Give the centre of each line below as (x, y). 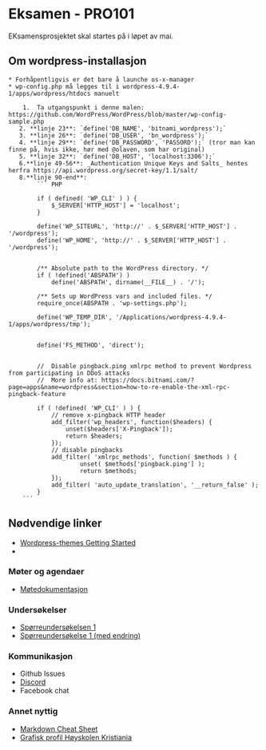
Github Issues (42, 674)
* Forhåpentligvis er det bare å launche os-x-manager (101, 79)
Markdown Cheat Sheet (59, 728)
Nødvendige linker (55, 524)
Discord (33, 682)
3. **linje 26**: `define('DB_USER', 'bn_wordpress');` (114, 135)
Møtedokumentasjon (54, 589)
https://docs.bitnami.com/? (148, 380)
